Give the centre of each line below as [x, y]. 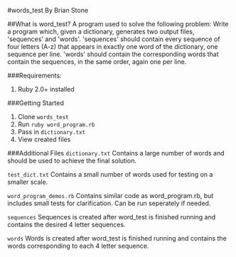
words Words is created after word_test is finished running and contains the [117, 238]
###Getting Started [36, 103]
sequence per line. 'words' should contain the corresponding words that [113, 54]
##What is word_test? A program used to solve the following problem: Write [118, 24]
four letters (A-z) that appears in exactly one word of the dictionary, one [113, 47]
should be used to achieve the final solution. [72, 160]
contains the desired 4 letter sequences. [66, 224]
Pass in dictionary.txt [52, 132]
